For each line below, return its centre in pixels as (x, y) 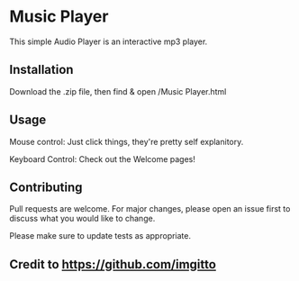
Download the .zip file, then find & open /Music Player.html (118, 91)
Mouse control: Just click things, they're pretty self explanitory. (127, 141)
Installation (41, 70)
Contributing (46, 187)
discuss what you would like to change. (82, 219)
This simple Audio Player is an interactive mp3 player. (109, 41)
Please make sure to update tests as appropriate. (100, 236)
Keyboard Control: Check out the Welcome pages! (103, 159)
